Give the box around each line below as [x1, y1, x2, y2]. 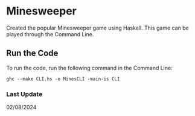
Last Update [6, 89, 43, 98]
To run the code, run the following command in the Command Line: [6, 64, 173, 71]
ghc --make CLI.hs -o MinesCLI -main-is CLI [6, 76, 120, 82]
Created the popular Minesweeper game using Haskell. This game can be [6, 24, 189, 31]
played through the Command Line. [6, 30, 94, 37]
